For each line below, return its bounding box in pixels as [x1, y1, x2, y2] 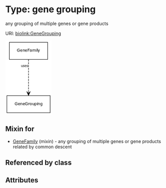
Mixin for [5, 125, 35, 133]
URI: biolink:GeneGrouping [5, 30, 61, 36]
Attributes [5, 176, 38, 184]
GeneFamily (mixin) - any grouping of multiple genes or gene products [12, 138, 161, 144]
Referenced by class [5, 158, 72, 167]
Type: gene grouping [5, 4, 96, 15]
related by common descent [12, 144, 73, 150]
